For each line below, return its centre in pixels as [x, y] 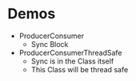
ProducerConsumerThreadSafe [70, 52]
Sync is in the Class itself [72, 61]
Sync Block [50, 44]
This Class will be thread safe [80, 69]
